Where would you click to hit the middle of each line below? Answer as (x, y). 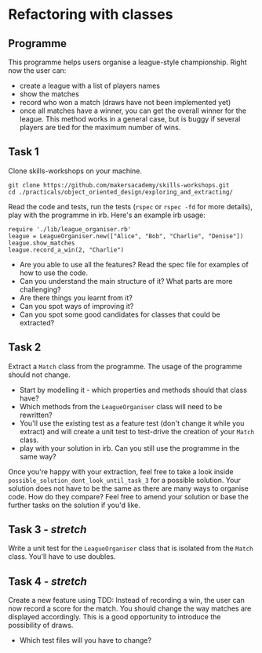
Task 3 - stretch (47, 530)
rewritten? (36, 415)
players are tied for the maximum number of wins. (100, 127)
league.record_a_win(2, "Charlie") (66, 250)
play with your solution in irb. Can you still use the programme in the (129, 448)
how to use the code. (54, 273)
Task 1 (24, 152)
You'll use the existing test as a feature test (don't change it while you (132, 423)
